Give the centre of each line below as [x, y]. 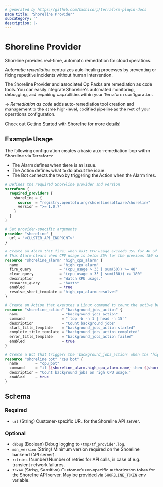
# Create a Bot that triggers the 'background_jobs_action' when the [77, 354]
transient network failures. [38, 464]
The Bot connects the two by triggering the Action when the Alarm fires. [84, 175]
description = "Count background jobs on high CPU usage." [70, 373]
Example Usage [29, 139]
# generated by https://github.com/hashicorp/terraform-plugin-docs [76, 9]
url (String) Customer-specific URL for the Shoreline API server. [76, 421]
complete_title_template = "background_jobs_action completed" [74, 332]
